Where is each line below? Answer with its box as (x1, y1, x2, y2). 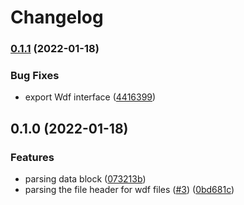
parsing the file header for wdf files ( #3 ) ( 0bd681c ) (24, 184, 235, 196)
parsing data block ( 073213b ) (24, 173, 147, 185)
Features (10, 150, 55, 164)
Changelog (10, 6, 104, 29)
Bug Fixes (10, 69, 60, 83)
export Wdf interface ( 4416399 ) (24, 91, 157, 103)
